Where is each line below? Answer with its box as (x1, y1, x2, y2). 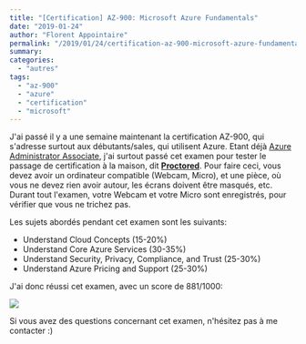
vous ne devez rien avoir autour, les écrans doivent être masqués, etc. (9, 179, 273, 191)
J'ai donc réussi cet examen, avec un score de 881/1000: (9, 281, 223, 292)
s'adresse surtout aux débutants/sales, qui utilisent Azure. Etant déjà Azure (9, 141, 291, 152)
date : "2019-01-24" (9, 22, 84, 31)
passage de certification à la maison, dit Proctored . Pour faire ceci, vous (9, 160, 281, 171)
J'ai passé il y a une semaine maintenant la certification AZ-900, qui (9, 131, 265, 142)
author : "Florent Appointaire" (9, 30, 128, 39)
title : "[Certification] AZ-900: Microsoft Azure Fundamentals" (9, 13, 259, 23)
